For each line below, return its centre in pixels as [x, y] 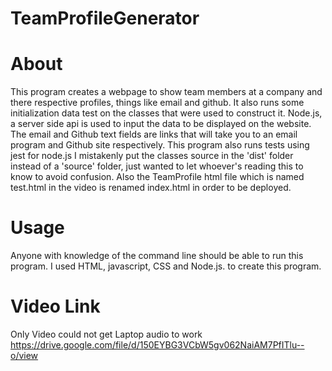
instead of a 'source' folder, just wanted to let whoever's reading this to [157, 166]
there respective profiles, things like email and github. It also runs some [157, 103]
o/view [24, 355]
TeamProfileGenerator [105, 18]
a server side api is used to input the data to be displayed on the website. [161, 124]
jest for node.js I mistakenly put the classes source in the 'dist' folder [152, 156]
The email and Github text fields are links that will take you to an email [154, 134]
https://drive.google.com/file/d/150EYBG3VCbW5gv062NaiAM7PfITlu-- [157, 345]
